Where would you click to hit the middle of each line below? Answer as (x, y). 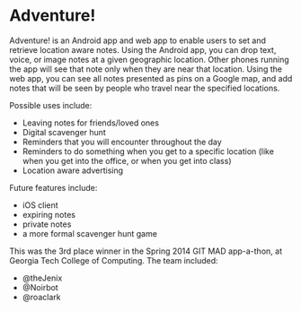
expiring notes (49, 214)
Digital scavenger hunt (64, 132)
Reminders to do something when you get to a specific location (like (148, 151)
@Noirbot (40, 287)
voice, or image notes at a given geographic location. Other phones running (149, 59)
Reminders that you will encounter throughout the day (122, 142)
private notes (47, 224)
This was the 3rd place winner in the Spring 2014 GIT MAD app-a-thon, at (146, 251)
